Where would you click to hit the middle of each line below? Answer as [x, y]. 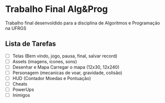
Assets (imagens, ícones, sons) [45, 61]
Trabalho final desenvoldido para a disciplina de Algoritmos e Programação [82, 23]
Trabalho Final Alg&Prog [57, 9]
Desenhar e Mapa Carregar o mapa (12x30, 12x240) [66, 67]
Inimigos [21, 95]
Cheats [20, 84]
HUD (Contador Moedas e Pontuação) [51, 78]
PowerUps [23, 90]
